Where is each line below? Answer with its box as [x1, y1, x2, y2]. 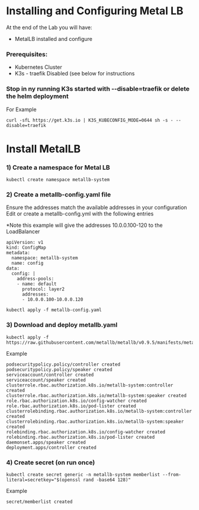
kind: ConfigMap [6, 245, 46, 251]
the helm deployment [6, 92, 69, 100]
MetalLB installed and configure [14, 35, 93, 42]
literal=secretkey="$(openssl [6, 477, 81, 483]
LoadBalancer [6, 228, 40, 235]
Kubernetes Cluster [14, 64, 62, 71]
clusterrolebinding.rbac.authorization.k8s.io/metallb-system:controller [6, 408, 192, 414]
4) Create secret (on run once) [6, 458, 95, 467]
